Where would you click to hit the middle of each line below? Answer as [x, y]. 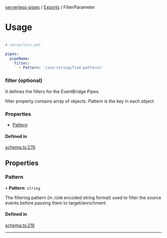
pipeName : [20, 59]
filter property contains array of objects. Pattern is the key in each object [80, 101]
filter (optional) [24, 81]
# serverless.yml [23, 45]
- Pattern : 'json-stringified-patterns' [61, 68]
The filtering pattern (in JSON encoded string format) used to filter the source [83, 197]
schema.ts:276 [20, 147]
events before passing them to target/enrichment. [56, 203]
